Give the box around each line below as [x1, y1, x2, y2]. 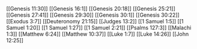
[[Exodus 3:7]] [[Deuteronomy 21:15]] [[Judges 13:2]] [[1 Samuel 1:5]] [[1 [6, 18, 184, 24]
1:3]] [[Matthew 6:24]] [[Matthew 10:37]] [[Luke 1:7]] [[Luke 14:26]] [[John [6, 30, 189, 38]
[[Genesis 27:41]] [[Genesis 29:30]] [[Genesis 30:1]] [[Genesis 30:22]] [6, 11, 180, 19]
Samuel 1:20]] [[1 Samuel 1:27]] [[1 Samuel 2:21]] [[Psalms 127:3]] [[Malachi [6, 24, 192, 31]
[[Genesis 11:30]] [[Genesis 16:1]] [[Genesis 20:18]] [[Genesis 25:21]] [6, 5, 175, 12]
